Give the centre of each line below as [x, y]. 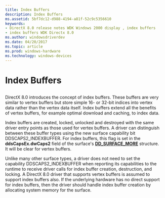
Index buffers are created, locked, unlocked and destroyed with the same [80, 122]
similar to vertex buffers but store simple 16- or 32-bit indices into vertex [79, 102]
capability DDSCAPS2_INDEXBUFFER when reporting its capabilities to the [81, 163]
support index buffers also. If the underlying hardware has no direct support [82, 179]
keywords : [15, 24]
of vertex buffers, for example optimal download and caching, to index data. [82, 113]
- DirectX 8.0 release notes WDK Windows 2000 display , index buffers [80, 28]
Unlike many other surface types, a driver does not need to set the [73, 158]
